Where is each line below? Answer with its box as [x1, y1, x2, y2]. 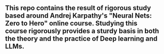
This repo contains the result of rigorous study [5, 4, 151, 12]
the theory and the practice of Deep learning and [5, 34, 158, 43]
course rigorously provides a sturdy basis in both [5, 27, 159, 35]
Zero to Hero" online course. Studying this [5, 19, 138, 27]
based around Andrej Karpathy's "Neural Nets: [5, 12, 152, 20]
